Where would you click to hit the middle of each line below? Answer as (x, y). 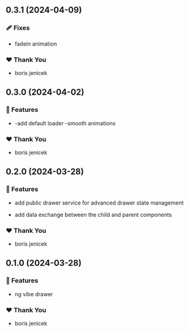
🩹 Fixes (18, 28)
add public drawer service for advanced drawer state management (99, 203)
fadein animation (36, 44)
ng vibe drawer (34, 294)
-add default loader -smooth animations (65, 123)
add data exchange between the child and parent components (93, 214)
